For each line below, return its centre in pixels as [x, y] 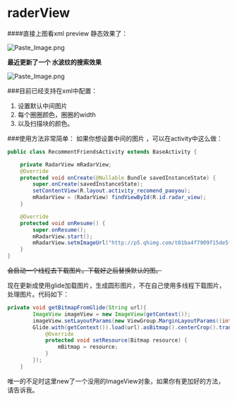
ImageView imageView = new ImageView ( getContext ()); [112, 314]
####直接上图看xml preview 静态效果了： [68, 33]
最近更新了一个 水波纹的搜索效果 [55, 62]
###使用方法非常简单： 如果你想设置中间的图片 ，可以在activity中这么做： [115, 138]
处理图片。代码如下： [38, 294]
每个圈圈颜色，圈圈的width [57, 114]
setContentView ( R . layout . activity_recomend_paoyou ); [112, 191]
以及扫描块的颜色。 [45, 123]
